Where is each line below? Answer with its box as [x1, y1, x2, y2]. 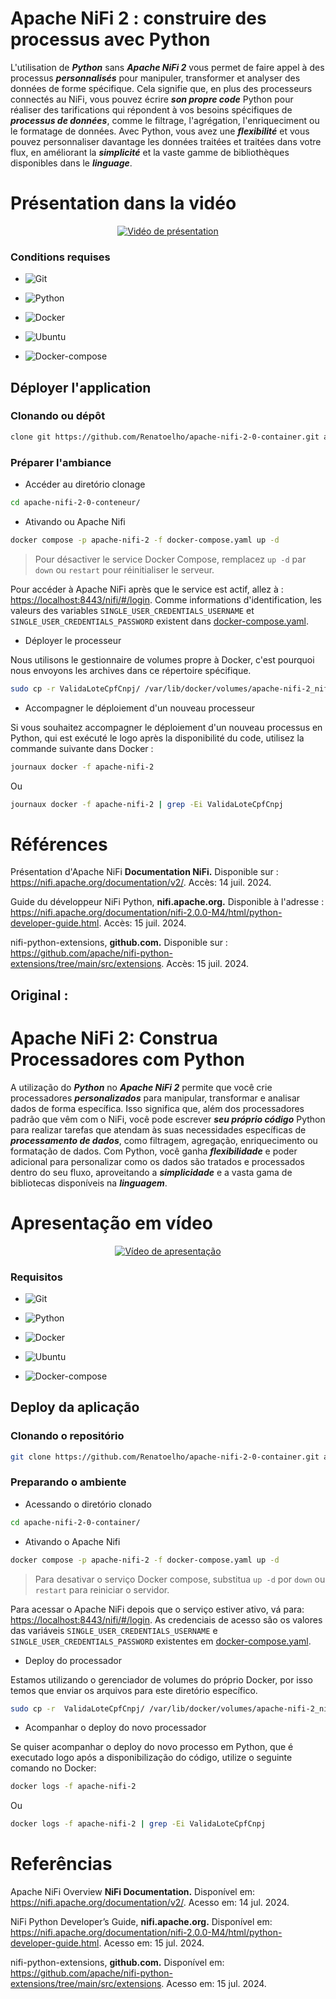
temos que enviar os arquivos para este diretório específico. [10, 1684, 258, 1696]
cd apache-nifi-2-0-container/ [10, 1517, 141, 1527]
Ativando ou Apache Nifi [24, 515, 126, 527]
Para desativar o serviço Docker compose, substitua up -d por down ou [34, 1573, 326, 1585]
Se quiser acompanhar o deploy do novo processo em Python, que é [10, 1741, 294, 1753]
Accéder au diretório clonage [24, 478, 146, 491]
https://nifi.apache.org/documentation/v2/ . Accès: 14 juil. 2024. [10, 877, 272, 889]
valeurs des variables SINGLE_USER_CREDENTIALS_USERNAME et [10, 604, 255, 616]
